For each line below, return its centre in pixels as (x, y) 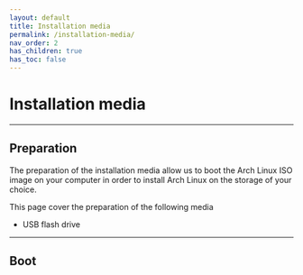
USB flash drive (51, 224)
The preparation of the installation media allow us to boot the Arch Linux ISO (151, 170)
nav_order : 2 (34, 43)
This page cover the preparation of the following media (111, 206)
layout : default (40, 18)
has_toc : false (38, 60)
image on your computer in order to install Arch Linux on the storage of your (151, 179)
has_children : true (46, 51)
